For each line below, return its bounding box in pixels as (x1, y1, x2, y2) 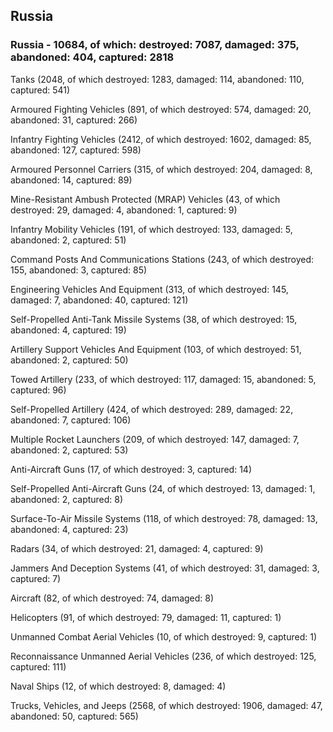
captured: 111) (10, 660, 67, 673)
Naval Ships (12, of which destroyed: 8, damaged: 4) (10, 680, 227, 692)
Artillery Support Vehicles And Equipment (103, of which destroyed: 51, (10, 343, 302, 355)
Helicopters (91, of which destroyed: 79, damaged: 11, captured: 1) (10, 611, 282, 623)
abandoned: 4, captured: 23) (10, 523, 129, 535)
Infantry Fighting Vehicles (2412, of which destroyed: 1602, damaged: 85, (10, 133, 312, 145)
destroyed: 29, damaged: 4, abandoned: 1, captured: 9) (10, 204, 238, 216)
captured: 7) (10, 572, 62, 584)
